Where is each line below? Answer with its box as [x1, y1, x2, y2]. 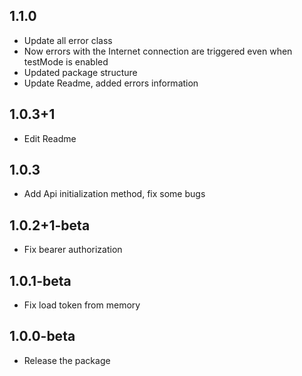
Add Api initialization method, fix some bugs [23, 188, 206, 200]
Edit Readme [23, 132, 77, 144]
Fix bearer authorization [23, 244, 123, 256]
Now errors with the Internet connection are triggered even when [23, 45, 293, 57]
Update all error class [23, 34, 113, 46]
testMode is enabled [23, 55, 109, 68]
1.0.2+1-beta [9, 217, 91, 234]
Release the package [23, 354, 111, 366]
